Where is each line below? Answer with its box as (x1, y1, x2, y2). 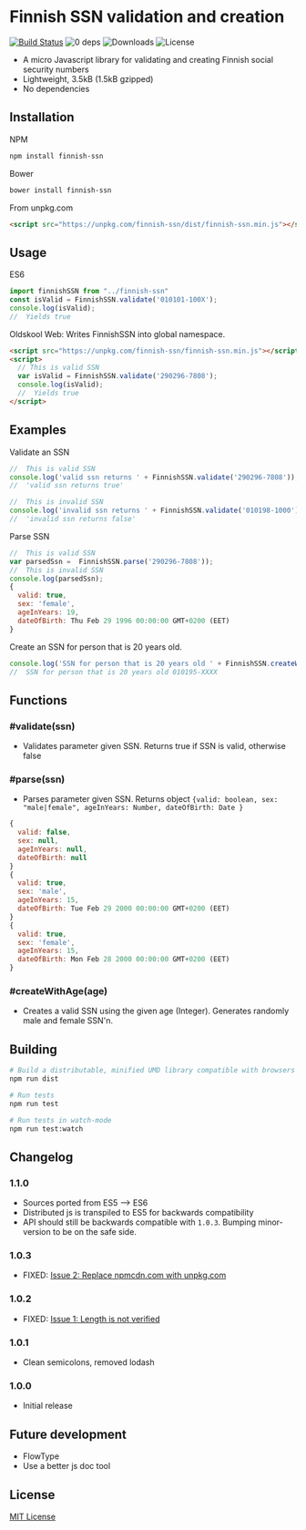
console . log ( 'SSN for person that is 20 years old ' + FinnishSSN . (9, 659, 271, 668)
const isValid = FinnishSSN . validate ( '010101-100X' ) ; (9, 295, 219, 304)
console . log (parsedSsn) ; (9, 574, 104, 583)
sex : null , (17, 837, 59, 846)
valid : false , (17, 827, 71, 837)
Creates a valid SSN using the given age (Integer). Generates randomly (22, 1005, 290, 1017)
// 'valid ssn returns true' (9, 481, 125, 490)
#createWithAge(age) (9, 985, 107, 998)
